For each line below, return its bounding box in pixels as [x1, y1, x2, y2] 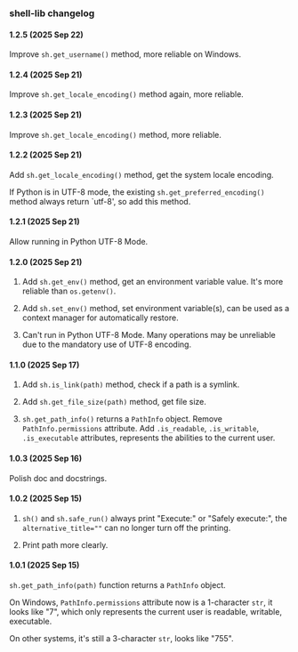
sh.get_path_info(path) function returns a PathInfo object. [9, 579, 227, 590]
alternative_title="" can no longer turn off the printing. [21, 522, 231, 533]
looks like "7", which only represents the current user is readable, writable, [9, 606, 283, 616]
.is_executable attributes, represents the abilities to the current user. [21, 432, 276, 443]
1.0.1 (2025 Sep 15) [9, 559, 80, 571]
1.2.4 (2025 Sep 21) [9, 69, 83, 80]
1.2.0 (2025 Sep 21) [9, 256, 83, 267]
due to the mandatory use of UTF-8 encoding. [21, 339, 192, 350]
